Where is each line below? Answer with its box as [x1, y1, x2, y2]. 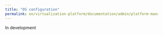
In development [5, 24, 36, 30]
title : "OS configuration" [5, 7, 60, 12]
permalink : [5, 12, 27, 16]
